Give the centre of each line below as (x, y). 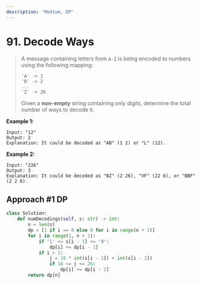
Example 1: (20, 121)
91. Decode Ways (50, 41)
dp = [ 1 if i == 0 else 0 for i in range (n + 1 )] (91, 230)
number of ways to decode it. (58, 109)
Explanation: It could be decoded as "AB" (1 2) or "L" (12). (86, 143)
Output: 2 (19, 137)
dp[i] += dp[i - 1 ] (74, 247)
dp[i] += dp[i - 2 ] (85, 269)
